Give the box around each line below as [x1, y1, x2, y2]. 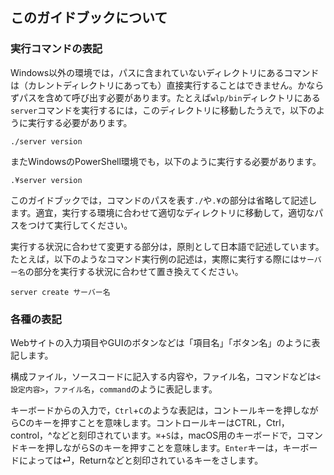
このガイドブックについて [10, 9, 168, 27]
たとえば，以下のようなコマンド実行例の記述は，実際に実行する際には [10, 253, 300, 265]
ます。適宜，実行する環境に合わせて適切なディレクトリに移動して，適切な [10, 206, 315, 218]
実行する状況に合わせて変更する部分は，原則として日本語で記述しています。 [10, 240, 325, 252]
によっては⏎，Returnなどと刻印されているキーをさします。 [18, 454, 264, 466]
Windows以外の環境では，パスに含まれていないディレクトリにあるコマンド [10, 66, 320, 78]
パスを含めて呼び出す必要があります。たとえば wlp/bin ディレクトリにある [18, 91, 321, 103]
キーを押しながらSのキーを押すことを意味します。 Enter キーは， [18, 441, 283, 453]
